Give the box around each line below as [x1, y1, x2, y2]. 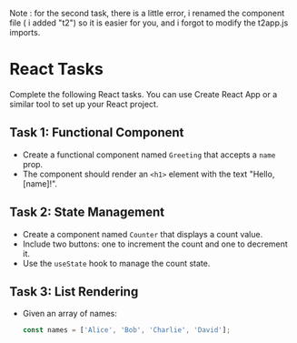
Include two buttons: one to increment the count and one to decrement [22, 238, 288, 249]
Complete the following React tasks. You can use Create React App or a [9, 88, 278, 99]
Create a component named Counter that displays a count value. [22, 228, 263, 239]
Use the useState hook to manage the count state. [22, 257, 211, 268]
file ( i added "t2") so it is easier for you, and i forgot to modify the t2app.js [9, 17, 289, 28]
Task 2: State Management [9, 205, 165, 220]
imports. [9, 27, 41, 37]
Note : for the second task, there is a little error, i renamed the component [9, 8, 285, 18]
